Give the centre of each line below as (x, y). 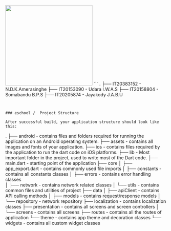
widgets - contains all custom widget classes (53, 223)
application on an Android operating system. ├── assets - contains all (79, 141)
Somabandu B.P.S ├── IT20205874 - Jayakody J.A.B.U (64, 94)
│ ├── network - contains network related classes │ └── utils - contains (82, 185)
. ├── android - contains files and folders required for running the (75, 136)
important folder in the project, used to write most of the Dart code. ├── (82, 157)
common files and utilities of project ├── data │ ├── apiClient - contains (82, 190)
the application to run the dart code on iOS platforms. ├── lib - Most (78, 152)
